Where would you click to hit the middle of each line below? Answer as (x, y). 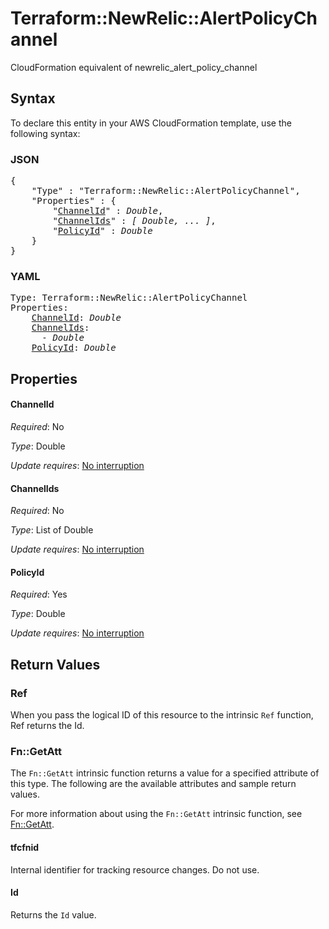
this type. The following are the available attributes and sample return (153, 784)
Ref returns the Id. (47, 726)
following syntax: (45, 133)
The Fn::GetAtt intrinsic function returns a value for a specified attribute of (165, 773)
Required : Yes (39, 594)
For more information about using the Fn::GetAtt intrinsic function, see (156, 814)
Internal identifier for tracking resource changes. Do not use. (135, 869)
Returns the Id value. (53, 914)
